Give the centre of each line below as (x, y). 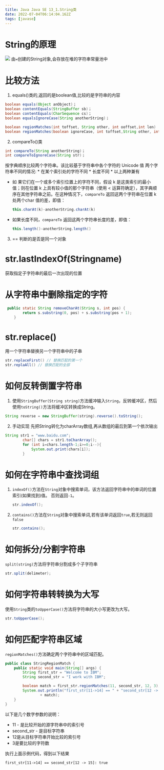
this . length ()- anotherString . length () (51, 229)
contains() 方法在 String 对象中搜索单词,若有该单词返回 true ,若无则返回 (82, 515)
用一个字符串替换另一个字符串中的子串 (43, 351)
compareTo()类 (27, 141)
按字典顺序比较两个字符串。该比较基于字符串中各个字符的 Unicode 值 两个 (80, 165)
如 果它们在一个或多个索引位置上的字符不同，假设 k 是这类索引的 (77, 182)
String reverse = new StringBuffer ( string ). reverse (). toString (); (74, 416)
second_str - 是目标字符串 (38, 731)
